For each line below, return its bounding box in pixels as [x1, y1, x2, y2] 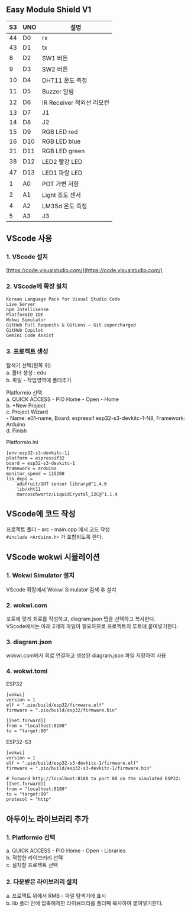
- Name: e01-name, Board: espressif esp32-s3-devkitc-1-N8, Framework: [6, 415, 186, 422]
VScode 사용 [6, 234, 53, 244]
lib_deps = [6, 476, 33, 482]
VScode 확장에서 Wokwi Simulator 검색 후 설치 [6, 586, 116, 593]
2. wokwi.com [6, 601, 47, 609]
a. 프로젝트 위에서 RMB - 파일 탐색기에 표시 [6, 892, 106, 900]
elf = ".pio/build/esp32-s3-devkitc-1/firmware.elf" [6, 760, 139, 767]
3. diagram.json [6, 638, 52, 646]
